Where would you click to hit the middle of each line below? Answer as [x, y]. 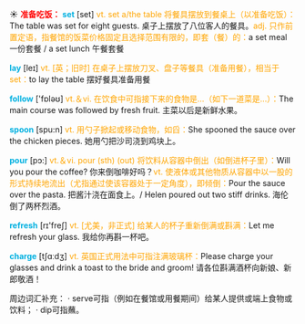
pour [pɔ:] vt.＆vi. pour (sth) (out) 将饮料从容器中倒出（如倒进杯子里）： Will [150, 160]
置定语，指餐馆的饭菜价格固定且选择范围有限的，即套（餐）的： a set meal [148, 37]
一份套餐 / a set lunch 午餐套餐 [67, 48]
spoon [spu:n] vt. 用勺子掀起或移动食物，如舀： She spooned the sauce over [152, 130]
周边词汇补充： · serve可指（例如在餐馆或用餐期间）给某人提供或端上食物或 [151, 298]
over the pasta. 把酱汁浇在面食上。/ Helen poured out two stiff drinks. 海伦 [149, 194]
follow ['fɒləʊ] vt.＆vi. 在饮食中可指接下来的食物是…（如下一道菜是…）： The [152, 99]
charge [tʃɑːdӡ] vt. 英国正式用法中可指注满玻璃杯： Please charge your [142, 256]
